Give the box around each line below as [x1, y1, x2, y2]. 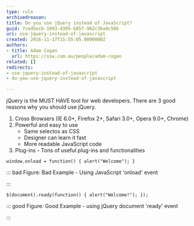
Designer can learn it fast [23, 134, 87, 141]
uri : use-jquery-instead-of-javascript [6, 31, 106, 37]
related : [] [6, 59, 36, 65]
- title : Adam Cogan [6, 48, 58, 54]
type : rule [6, 8, 34, 15]
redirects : [6, 64, 34, 71]
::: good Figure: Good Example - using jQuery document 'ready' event [6, 203, 178, 210]
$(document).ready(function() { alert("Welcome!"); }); [6, 192, 148, 198]
